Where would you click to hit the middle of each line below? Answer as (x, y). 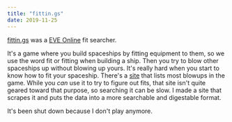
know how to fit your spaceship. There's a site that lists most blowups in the (116, 75)
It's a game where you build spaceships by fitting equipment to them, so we (116, 53)
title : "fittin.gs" (36, 14)
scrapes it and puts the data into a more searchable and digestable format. (114, 97)
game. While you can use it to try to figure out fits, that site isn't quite (107, 82)
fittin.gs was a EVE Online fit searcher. (62, 40)
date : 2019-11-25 (32, 20)
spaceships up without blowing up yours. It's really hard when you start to (113, 68)
